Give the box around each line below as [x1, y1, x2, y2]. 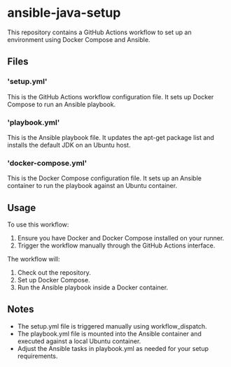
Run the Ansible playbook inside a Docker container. [17, 283, 169, 292]
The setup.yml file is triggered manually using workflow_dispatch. [17, 322, 207, 330]
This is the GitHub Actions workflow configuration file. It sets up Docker [7, 92, 214, 101]
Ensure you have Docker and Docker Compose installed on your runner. [17, 234, 225, 243]
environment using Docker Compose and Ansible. [7, 35, 150, 43]
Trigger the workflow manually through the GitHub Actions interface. [17, 241, 216, 250]
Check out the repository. [17, 268, 91, 277]
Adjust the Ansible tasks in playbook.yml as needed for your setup [17, 344, 209, 352]
